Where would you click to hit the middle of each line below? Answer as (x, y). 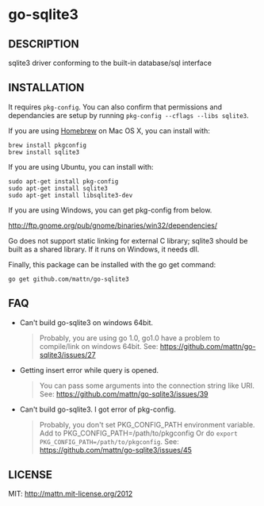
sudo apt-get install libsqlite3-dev (71, 195)
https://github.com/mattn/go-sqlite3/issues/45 (115, 450)
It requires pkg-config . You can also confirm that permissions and (115, 107)
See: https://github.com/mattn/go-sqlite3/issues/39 (124, 393)
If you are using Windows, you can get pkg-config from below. (110, 210)
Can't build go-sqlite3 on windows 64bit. (86, 322)
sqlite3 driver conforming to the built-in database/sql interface (110, 63)
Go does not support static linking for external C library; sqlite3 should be (128, 240)
